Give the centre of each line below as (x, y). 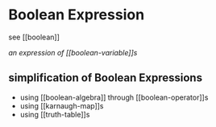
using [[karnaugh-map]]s (62, 105)
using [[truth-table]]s (55, 114)
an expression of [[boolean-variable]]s (73, 52)
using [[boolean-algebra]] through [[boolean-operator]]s (114, 97)
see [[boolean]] (34, 37)
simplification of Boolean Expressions (106, 78)
